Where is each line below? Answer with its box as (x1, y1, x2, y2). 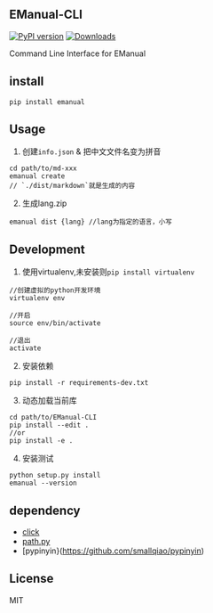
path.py (21, 536, 51, 547)
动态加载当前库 (21, 396, 77, 406)
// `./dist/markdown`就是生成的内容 (9, 182, 136, 191)
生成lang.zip (21, 198, 67, 208)
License (9, 571, 54, 586)
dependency (9, 503, 82, 518)
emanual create (9, 172, 66, 181)
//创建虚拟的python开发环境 (9, 286, 101, 295)
